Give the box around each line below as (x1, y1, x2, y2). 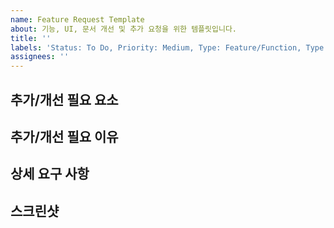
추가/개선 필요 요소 (10, 91, 119, 108)
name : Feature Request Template (10, 14, 145, 25)
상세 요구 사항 (10, 166, 90, 183)
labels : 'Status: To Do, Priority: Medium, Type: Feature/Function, (10, 42, 302, 53)
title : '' (10, 33, 52, 43)
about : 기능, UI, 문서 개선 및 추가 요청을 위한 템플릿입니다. (10, 24, 237, 34)
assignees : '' (10, 52, 70, 62)
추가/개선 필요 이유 (10, 128, 119, 145)
